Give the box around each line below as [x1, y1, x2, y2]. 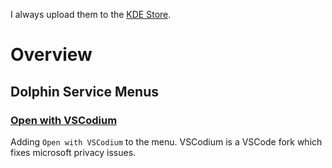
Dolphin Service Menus [10, 83, 160, 100]
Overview [10, 44, 93, 66]
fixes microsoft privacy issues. [10, 146, 137, 158]
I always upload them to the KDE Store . [10, 9, 172, 20]
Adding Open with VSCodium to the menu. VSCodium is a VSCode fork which [10, 135, 323, 148]
